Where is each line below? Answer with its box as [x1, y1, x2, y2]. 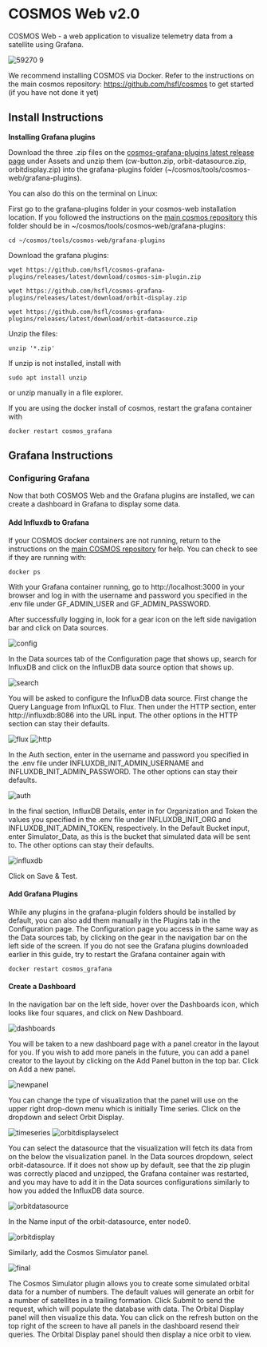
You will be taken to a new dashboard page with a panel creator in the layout [8, 1039, 260, 1049]
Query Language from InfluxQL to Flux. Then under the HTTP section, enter [8, 701, 257, 711]
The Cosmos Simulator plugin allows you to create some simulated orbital [8, 1279, 249, 1289]
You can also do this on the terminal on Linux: [8, 189, 158, 198]
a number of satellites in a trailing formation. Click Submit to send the [8, 1296, 235, 1305]
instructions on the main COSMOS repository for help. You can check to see [8, 544, 258, 554]
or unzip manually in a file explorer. [8, 387, 124, 397]
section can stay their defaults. [8, 718, 110, 728]
